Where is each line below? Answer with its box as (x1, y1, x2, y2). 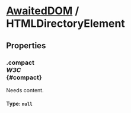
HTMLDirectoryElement (6, 17, 126, 30)
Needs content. (6, 86, 44, 93)
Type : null (6, 100, 33, 108)
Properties (6, 40, 46, 51)
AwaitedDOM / (6, 4, 79, 18)
